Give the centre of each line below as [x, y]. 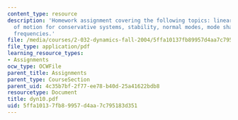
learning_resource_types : [45, 54]
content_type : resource [42, 14]
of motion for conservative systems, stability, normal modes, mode [117, 27]
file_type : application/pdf [49, 47]
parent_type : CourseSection [49, 79]
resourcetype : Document [42, 92]
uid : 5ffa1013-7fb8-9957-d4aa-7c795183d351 [73, 106]
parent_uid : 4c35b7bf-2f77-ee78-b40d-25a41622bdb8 [84, 86]
